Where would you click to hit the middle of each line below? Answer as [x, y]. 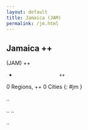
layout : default [27, 12]
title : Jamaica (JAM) [34, 18]
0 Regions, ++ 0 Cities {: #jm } [44, 87]
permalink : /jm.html [33, 23]
